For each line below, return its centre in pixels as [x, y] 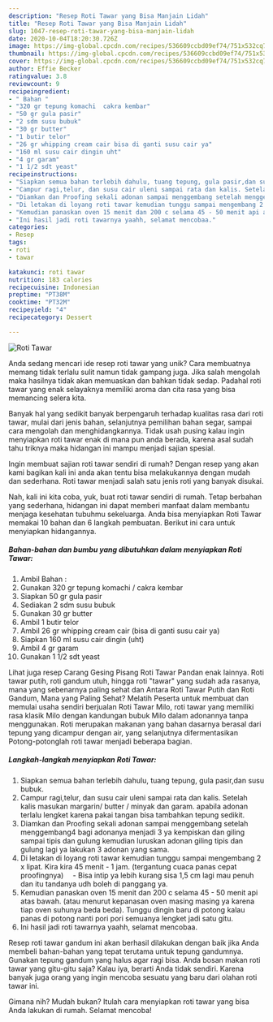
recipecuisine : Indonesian [54, 287]
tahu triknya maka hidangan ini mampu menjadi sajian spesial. [112, 448]
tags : [17, 243]
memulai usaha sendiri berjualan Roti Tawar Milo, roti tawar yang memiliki [131, 706]
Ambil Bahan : [43, 579]
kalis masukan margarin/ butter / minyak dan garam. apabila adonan [134, 806]
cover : [19, 62]
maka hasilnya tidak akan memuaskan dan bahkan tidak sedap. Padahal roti [135, 380]
